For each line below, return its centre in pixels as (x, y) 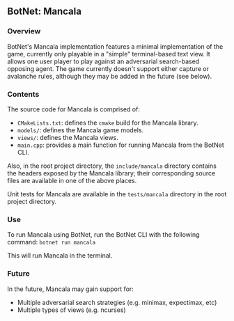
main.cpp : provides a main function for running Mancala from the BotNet (120, 145)
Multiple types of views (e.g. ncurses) (72, 310)
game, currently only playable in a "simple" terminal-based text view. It (109, 54)
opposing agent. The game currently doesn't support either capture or (108, 68)
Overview (24, 31)
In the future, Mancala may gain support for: (70, 289)
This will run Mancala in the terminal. (60, 256)
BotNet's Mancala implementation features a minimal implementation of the (115, 46)
